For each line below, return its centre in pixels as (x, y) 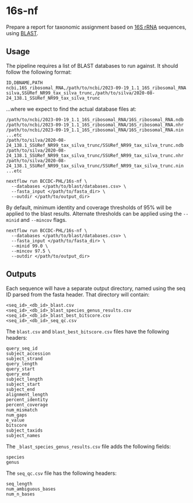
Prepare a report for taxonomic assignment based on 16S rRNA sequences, (96, 27)
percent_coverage (27, 405)
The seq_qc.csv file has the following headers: (62, 473)
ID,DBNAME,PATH (24, 83)
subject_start (23, 384)
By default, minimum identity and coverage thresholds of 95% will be (89, 207)
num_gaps (17, 415)
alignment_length (27, 394)
